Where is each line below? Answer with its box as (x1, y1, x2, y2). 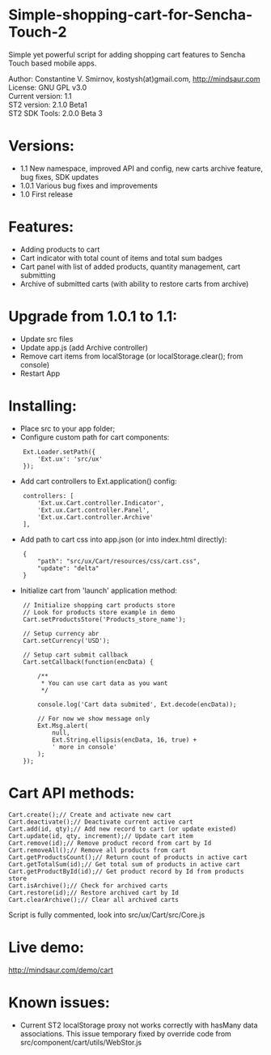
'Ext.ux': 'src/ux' (37, 455, 104, 463)
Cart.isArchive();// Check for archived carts (8, 881, 168, 890)
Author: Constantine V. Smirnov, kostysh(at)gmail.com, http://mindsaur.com (8, 74, 260, 83)
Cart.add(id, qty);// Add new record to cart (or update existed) (8, 824, 237, 833)
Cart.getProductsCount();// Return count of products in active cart (8, 853, 248, 861)
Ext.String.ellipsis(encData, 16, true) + (51, 735, 197, 744)
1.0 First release (19, 189, 74, 199)
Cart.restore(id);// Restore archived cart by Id (8, 888, 180, 896)
